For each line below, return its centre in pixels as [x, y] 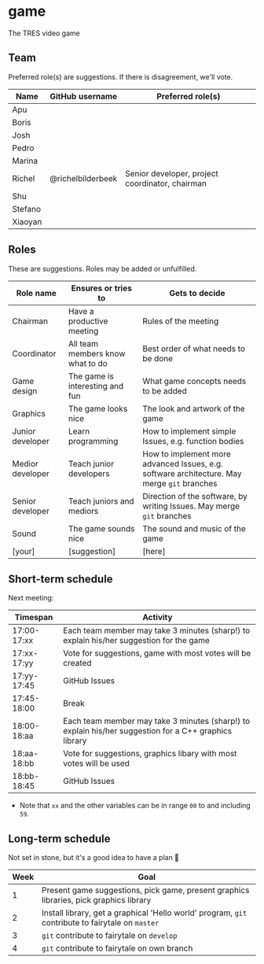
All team [83, 343]
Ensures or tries [101, 288]
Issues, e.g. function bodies [193, 441]
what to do [88, 363]
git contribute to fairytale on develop [110, 936]
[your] [24, 551]
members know [97, 353]
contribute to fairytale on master [101, 923]
